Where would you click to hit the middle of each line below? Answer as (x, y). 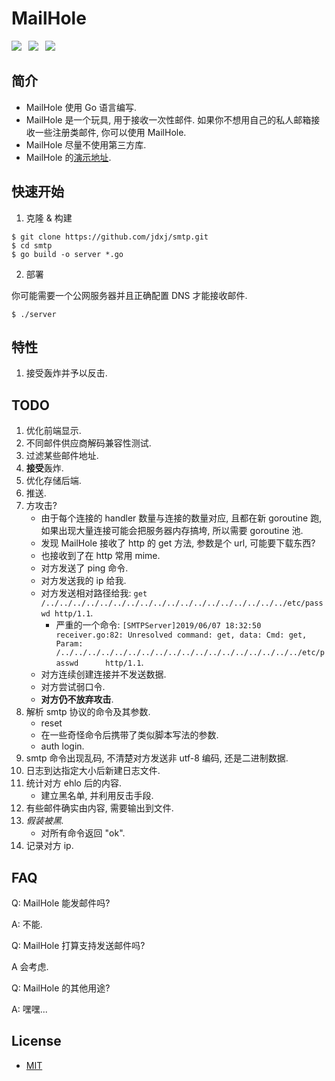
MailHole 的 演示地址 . (68, 157)
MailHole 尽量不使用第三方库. (86, 144)
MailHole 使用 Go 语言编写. (81, 107)
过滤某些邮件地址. (62, 456)
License (36, 1041)
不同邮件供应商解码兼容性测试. (88, 443)
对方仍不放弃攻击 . (77, 699)
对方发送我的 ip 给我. (83, 581)
